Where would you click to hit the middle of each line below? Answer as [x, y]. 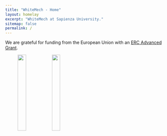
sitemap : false [21, 24]
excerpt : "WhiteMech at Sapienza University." [54, 19]
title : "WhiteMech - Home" [33, 10]
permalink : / [19, 28]
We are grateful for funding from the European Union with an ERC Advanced [83, 42]
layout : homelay [22, 14]
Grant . [12, 48]
